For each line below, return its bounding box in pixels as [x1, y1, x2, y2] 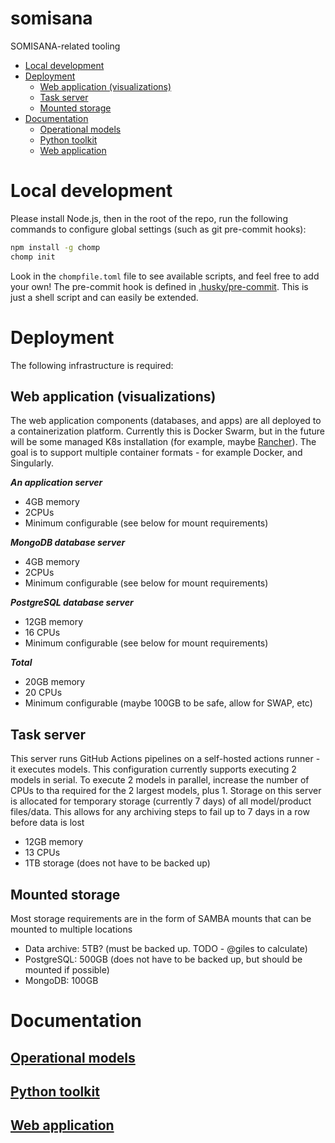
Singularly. [10, 457, 54, 469]
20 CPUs [24, 687, 63, 699]
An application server [10, 477, 103, 489]
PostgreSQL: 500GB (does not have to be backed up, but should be [24, 953, 303, 965]
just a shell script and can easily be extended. [10, 291, 199, 303]
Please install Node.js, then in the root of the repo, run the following [10, 212, 288, 224]
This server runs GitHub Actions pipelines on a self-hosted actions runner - [10, 753, 321, 765]
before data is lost [10, 817, 85, 829]
